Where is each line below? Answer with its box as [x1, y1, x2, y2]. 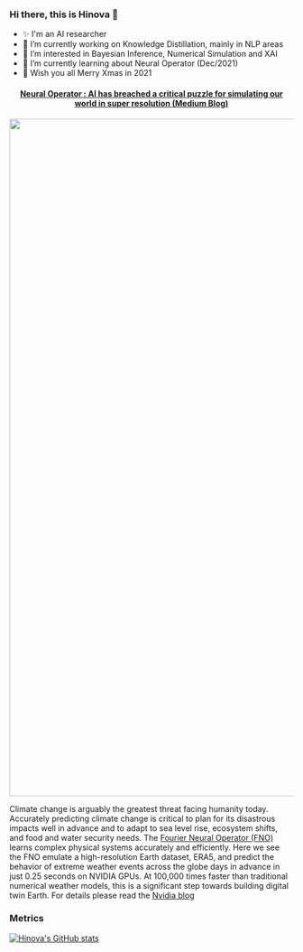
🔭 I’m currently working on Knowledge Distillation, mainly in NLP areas [22, 39, 284, 50]
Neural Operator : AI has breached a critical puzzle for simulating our [19, 88, 284, 98]
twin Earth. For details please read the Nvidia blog [9, 890, 195, 901]
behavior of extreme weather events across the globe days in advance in [9, 861, 280, 872]
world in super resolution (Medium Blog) [74, 98, 229, 108]
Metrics [9, 912, 44, 925]
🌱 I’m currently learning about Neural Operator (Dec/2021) [22, 58, 239, 69]
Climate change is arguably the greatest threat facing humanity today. [9, 803, 269, 814]
